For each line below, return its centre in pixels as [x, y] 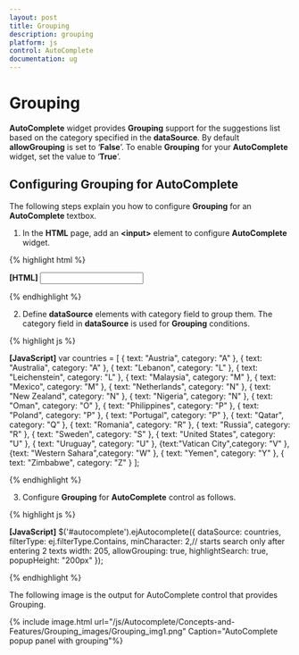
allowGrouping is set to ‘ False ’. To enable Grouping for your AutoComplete [149, 147]
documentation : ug [43, 59]
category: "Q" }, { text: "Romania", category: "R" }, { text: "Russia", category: [150, 424]
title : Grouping [39, 26]
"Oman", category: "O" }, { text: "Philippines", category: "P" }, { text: [134, 405]
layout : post [33, 17]
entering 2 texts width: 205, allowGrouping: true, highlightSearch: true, [139, 550]
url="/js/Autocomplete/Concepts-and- [165, 621]
